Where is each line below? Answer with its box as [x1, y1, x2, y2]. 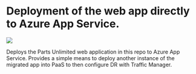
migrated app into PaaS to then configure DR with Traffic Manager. [6, 61, 172, 68]
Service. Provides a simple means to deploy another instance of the [6, 54, 175, 61]
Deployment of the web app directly [6, 4, 190, 18]
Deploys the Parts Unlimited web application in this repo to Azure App [6, 48, 180, 55]
